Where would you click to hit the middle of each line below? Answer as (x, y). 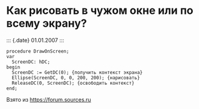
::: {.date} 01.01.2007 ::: (35, 40)
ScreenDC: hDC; (31, 62)
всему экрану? (47, 23)
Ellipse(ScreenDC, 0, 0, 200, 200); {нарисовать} (76, 78)
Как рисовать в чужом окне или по (100, 11)
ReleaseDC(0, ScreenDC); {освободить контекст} (73, 83)
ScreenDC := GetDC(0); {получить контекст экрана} (77, 72)
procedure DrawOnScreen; (38, 51)
